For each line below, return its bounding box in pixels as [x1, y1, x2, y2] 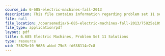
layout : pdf [5, 30, 29, 35]
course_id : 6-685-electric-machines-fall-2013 [5, 7, 102, 12]
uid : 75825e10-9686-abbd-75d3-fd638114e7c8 [5, 43, 96, 48]
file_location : [5, 20, 36, 26]
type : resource [5, 39, 36, 44]
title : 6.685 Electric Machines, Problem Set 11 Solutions [5, 35, 129, 39]
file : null [5, 16, 27, 21]
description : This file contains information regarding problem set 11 [5, 12, 155, 17]
